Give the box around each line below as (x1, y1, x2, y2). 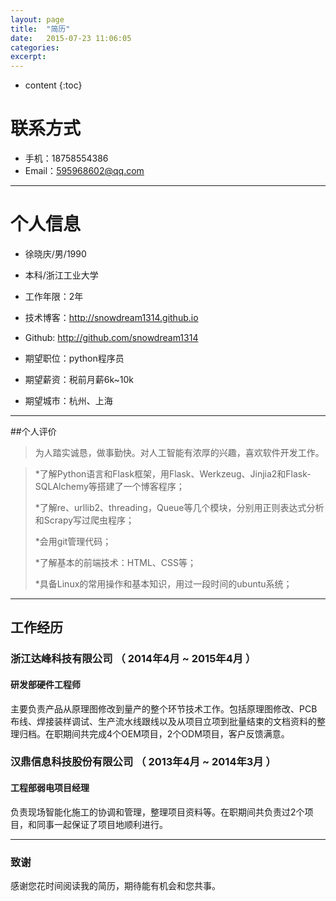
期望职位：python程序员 (24, 352, 125, 364)
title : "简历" (10, 24, 71, 34)
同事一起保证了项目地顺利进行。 (36, 818, 168, 830)
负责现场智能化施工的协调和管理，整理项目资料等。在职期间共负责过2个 (10, 806, 305, 818)
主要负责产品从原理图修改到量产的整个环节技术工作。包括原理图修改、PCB (10, 702, 318, 715)
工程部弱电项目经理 (10, 782, 90, 794)
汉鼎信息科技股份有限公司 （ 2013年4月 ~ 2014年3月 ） (10, 755, 277, 769)
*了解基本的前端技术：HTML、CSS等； (34, 557, 197, 568)
